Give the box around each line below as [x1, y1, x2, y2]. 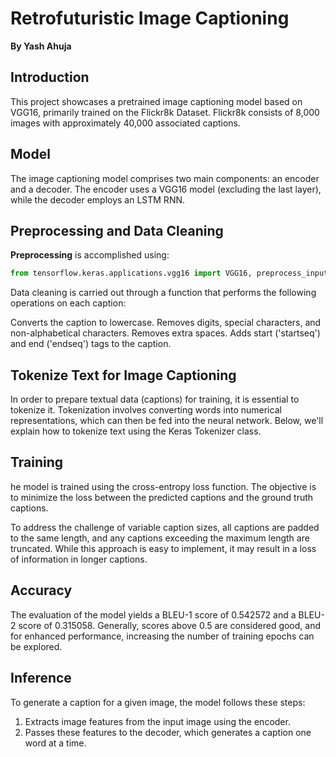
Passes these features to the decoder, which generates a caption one [24, 726, 312, 738]
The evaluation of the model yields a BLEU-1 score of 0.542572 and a [10, 608, 297, 621]
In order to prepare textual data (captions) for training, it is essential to [10, 393, 300, 406]
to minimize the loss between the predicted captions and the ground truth [10, 491, 314, 503]
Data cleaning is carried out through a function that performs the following [10, 287, 317, 299]
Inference [10, 670, 72, 687]
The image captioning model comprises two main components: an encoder [10, 172, 320, 184]
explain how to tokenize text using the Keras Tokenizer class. [10, 425, 262, 437]
